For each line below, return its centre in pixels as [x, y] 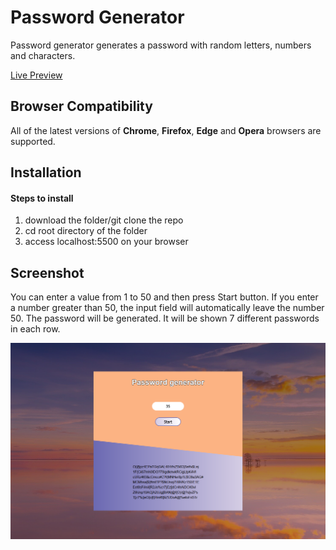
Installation [46, 172]
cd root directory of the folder [86, 231]
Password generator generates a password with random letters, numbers [161, 45]
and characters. [43, 55]
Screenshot [47, 272]
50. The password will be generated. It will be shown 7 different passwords [165, 318]
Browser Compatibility [81, 106]
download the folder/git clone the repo [104, 220]
